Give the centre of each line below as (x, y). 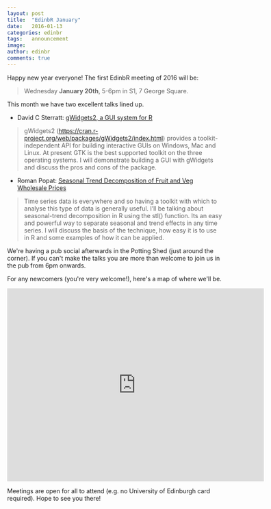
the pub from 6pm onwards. (47, 265)
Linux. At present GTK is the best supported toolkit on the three (113, 152)
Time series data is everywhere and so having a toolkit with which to (120, 201)
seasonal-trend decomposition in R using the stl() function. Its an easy (123, 215)
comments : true (29, 58)
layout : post (26, 13)
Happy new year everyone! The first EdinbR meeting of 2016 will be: (103, 78)
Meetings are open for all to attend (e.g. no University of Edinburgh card (109, 490)
